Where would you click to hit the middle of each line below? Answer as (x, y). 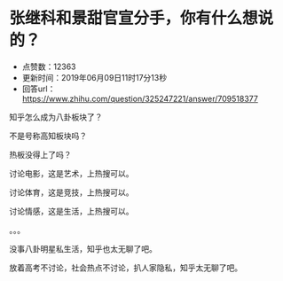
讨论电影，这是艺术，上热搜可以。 (71, 173)
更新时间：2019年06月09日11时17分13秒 (94, 77)
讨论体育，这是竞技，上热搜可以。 (71, 192)
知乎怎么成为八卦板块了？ (56, 117)
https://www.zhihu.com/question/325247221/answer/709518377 (140, 98)
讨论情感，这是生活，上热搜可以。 (71, 211)
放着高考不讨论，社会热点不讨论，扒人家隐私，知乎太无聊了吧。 (126, 268)
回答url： (39, 89)
